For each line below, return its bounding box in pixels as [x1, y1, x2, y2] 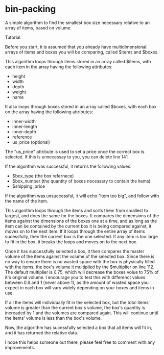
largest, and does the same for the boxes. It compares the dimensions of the [5, 212, 159, 219]
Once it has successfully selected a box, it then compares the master [5, 248, 144, 254]
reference [12, 134, 32, 140]
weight [12, 89, 26, 95]
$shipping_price [12, 183, 45, 189]
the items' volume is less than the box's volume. [5, 315, 102, 321]
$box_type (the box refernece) [12, 173, 74, 178]
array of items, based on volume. [5, 25, 72, 30]
